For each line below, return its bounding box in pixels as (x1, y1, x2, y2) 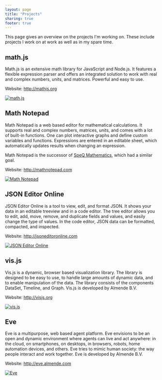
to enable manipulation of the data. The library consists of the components (5, 280, 154, 285)
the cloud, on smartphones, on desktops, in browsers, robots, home (5, 341, 140, 347)
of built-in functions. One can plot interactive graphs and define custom (5, 132, 148, 138)
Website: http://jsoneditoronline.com (5, 233, 78, 239)
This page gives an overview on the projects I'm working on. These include (5, 34, 155, 40)
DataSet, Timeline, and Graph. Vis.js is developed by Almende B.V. (5, 285, 137, 291)
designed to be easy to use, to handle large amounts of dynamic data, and (5, 275, 153, 281)
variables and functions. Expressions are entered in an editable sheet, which (5, 137, 157, 143)
